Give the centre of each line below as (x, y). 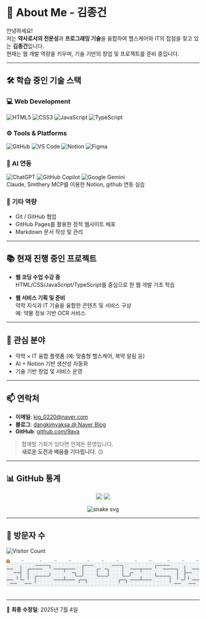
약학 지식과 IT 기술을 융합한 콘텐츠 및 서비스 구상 (73, 306)
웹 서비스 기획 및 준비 (40, 298)
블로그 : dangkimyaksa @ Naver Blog (60, 424)
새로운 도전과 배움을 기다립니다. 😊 (63, 452)
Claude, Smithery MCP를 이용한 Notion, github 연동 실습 (76, 184)
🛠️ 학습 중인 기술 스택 (44, 81)
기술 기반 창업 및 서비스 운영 (49, 371)
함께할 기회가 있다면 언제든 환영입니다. (67, 444)
